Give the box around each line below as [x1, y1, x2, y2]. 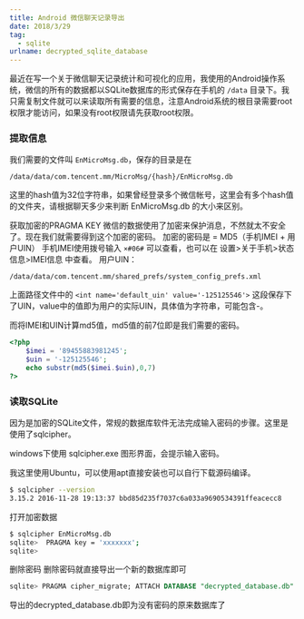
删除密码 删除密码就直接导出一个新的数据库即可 [9, 564, 187, 575]
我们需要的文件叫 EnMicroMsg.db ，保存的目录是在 [9, 154, 192, 165]
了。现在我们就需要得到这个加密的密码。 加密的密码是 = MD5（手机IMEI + [9, 231, 286, 242]
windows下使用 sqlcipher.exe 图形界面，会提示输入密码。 [9, 448, 225, 459]
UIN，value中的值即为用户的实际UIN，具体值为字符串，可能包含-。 [16, 300, 269, 311]
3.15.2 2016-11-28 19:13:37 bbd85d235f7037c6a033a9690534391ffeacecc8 [9, 494, 282, 503]
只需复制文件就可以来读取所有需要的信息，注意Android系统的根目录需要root [9, 96, 293, 107]
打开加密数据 [9, 511, 57, 522]
